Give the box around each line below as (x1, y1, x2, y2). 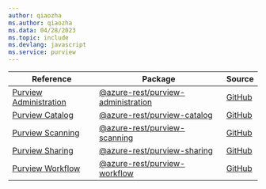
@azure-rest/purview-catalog (98, 110, 213, 120)
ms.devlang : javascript (8, 41, 87, 49)
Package (142, 74, 176, 84)
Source (226, 74, 254, 84)
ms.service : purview (8, 48, 77, 56)
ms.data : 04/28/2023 (8, 26, 77, 34)
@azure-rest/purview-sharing (98, 146, 214, 156)
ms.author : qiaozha (8, 19, 73, 27)
